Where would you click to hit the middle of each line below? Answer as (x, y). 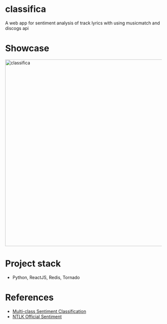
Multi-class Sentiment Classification (49, 311)
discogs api (17, 28)
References (29, 298)
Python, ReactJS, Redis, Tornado (46, 277)
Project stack (33, 264)
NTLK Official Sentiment (37, 317)
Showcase (27, 49)
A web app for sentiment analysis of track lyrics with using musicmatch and (83, 23)
